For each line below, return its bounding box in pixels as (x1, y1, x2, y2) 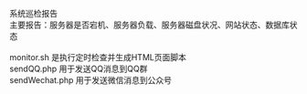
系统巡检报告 (9, 8, 58, 18)
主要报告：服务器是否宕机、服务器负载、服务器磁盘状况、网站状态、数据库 (9, 19, 290, 30)
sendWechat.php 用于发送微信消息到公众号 (9, 75, 172, 85)
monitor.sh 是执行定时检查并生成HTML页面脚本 (9, 52, 187, 62)
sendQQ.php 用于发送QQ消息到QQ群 (9, 63, 148, 74)
